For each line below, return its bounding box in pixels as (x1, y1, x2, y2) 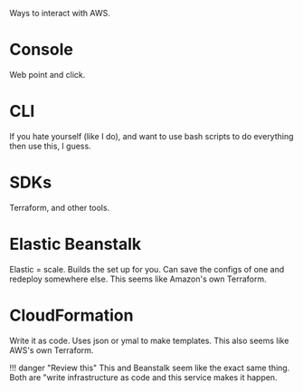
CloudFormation (9, 305, 134, 325)
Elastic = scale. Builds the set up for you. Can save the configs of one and (9, 263, 285, 274)
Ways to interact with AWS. (9, 8, 110, 18)
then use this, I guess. (9, 140, 92, 151)
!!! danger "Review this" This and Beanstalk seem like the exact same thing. (9, 362, 290, 373)
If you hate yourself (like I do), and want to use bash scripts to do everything (9, 130, 294, 141)
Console (9, 40, 74, 60)
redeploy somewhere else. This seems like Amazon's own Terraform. (9, 273, 267, 284)
